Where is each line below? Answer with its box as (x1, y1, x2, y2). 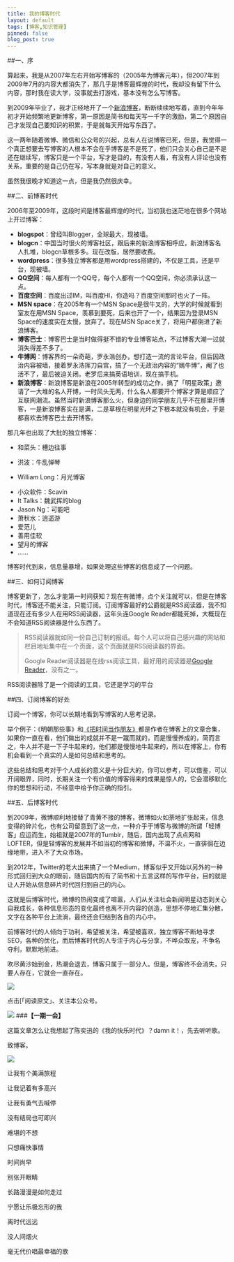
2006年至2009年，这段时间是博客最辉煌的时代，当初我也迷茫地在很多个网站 (7, 207, 227, 215)
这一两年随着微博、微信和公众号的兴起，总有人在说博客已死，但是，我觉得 (7, 136, 221, 144)
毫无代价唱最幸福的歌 (7, 1247, 68, 1256)
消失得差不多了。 (17, 344, 67, 352)
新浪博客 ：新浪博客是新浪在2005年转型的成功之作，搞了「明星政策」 (17, 379, 216, 387)
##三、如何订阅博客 (7, 577, 64, 586)
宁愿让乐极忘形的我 (7, 1203, 63, 1211)
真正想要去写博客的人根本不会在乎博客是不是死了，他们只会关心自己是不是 (13, 145, 227, 153)
